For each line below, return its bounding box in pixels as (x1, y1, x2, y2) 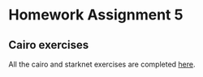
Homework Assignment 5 (8, 6, 184, 24)
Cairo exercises (8, 38, 89, 52)
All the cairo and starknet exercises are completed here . (8, 59, 196, 69)
